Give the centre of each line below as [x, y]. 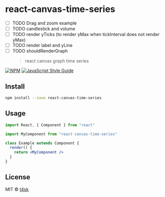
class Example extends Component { [42, 143]
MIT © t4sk [17, 189]
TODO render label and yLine [42, 45]
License [18, 177]
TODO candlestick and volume [44, 29]
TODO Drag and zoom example [44, 23]
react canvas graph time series [57, 61]
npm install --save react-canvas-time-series [53, 98]
